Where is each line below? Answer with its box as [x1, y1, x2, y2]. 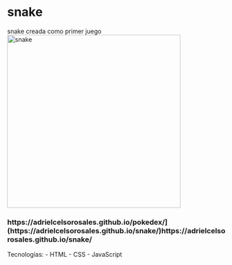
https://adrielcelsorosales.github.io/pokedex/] [7, 217, 168, 227]
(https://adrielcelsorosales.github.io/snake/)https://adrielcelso [7, 226, 226, 235]
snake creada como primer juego [7, 27, 102, 35]
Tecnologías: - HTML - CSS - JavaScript [7, 250, 123, 259]
